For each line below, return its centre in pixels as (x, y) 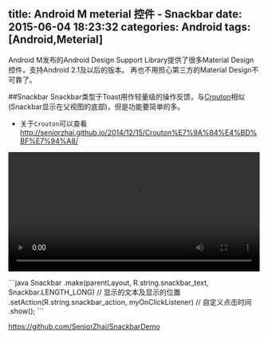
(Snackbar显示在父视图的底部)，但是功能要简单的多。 (97, 107)
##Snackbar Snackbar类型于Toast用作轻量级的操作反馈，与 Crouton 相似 (127, 96)
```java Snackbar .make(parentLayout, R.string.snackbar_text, (108, 282)
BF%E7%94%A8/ (49, 141)
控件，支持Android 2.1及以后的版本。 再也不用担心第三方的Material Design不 (134, 69)
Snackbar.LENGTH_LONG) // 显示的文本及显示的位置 (95, 292)
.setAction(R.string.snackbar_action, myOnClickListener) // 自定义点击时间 (130, 302)
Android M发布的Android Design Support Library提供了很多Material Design (131, 60)
